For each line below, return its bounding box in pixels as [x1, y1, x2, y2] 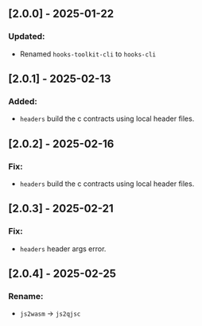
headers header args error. [19, 243, 107, 254]
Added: [8, 96, 37, 107]
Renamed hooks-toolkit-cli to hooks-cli [19, 49, 157, 59]
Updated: [8, 31, 45, 42]
